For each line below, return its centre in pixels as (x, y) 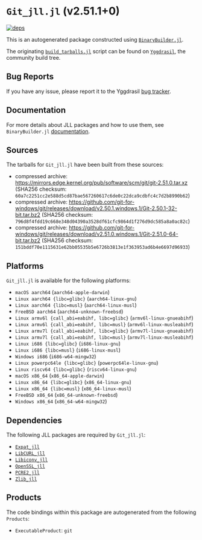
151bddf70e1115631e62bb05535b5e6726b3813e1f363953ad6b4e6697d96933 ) (103, 247)
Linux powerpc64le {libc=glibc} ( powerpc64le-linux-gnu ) (87, 363)
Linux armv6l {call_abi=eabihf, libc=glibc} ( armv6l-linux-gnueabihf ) (104, 318)
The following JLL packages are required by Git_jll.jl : (76, 435)
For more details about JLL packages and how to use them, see (85, 124)
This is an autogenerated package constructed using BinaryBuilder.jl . (95, 39)
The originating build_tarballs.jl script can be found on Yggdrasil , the (96, 51)
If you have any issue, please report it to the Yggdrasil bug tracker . (89, 91)
